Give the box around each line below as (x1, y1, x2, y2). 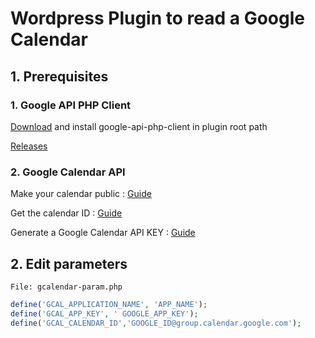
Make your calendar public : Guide (10, 188, 152, 200)
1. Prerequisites (10, 68, 109, 85)
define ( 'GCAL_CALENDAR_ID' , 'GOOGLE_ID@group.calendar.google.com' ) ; (10, 318, 302, 328)
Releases (10, 140, 48, 152)
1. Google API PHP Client (10, 98, 132, 112)
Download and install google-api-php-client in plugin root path (10, 120, 268, 132)
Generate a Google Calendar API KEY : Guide (10, 227, 196, 239)
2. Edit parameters (10, 255, 128, 272)
